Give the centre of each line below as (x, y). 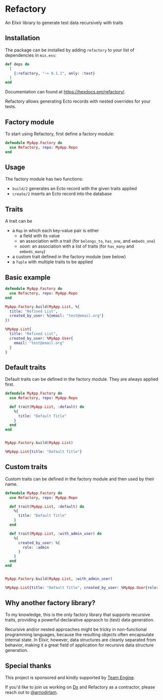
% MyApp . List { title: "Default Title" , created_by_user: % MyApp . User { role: (82, 588)
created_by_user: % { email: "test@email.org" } (57, 316)
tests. (11, 107)
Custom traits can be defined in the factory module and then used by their (80, 479)
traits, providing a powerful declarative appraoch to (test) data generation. (80, 620)
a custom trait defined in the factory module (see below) (69, 257)
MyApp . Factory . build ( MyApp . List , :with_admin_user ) (59, 579)
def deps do (17, 64)
